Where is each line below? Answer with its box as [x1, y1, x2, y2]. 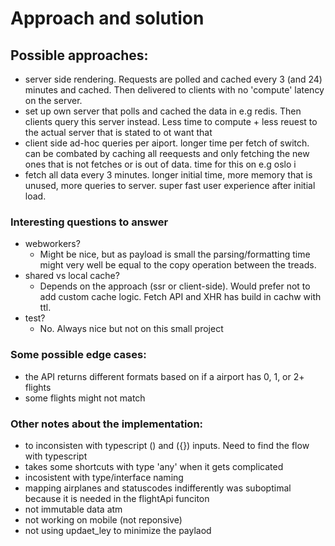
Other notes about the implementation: [10, 417, 204, 431]
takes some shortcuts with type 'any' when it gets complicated [24, 460, 284, 472]
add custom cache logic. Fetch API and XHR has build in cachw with [39, 291, 322, 303]
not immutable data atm [24, 503, 123, 515]
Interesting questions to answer [10, 215, 169, 229]
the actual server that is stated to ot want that [24, 127, 213, 138]
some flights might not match [24, 392, 146, 404]
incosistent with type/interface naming [24, 471, 184, 483]
